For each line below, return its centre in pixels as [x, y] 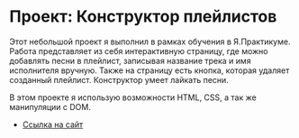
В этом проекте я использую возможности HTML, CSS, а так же [133, 97]
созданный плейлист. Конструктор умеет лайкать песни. [119, 79]
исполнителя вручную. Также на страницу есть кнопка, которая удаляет [149, 70]
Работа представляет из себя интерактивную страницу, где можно [139, 51]
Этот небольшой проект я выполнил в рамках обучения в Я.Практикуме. [150, 41]
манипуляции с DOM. [50, 106]
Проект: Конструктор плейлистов [143, 17]
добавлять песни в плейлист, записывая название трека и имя [130, 60]
